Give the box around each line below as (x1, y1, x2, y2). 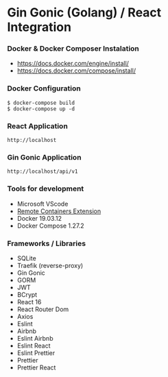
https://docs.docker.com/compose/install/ (16, 66, 136, 75)
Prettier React (16, 363, 56, 372)
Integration (7, 19, 72, 35)
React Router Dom (16, 305, 69, 313)
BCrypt (16, 290, 38, 299)
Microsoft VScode (16, 199, 69, 208)
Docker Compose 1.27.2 (16, 221, 84, 230)
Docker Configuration (7, 84, 81, 93)
